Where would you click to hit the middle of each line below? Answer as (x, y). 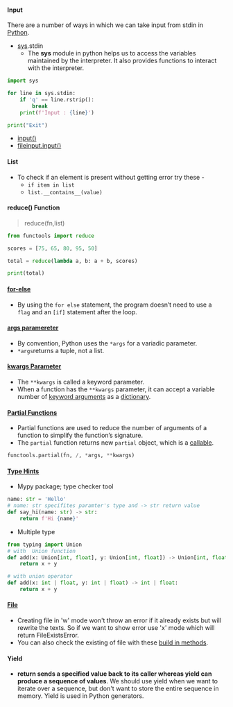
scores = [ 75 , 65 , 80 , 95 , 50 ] (52, 248)
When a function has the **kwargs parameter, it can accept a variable (116, 389)
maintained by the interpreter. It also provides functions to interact (122, 61)
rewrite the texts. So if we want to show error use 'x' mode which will (116, 628)
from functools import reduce (51, 236)
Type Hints (23, 471)
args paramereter (33, 328)
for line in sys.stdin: (42, 94)
